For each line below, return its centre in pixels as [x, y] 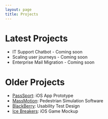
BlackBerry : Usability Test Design [46, 106]
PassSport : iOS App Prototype [43, 95]
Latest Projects [36, 38]
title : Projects [22, 14]
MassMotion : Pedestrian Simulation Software [58, 101]
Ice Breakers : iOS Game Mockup [45, 111]
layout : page [18, 10]
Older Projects [35, 82]
